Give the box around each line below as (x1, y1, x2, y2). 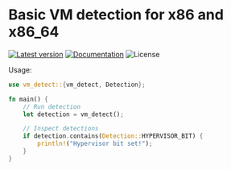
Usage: (8, 64, 32, 74)
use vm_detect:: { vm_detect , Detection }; (8, 81, 146, 89)
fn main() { (8, 95, 48, 103)
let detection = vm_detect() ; (23, 110, 125, 118)
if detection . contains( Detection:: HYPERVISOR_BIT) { (23, 132, 204, 140)
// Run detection (23, 102, 81, 110)
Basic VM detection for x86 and (8, 6, 224, 24)
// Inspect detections (23, 125, 99, 133)
